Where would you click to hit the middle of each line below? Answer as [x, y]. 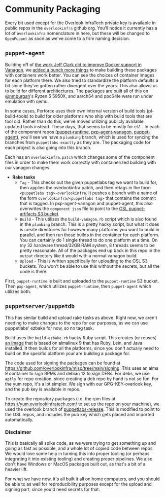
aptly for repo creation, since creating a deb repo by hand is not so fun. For [82, 379]
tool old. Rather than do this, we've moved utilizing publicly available [74, 121]
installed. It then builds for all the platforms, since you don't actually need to [82, 348]
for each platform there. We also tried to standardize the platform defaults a [82, 80]
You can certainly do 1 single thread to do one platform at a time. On [89, 240]
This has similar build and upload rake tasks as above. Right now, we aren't [81, 318]
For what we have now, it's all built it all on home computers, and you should [82, 479]
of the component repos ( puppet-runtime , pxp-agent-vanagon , [69, 132]
